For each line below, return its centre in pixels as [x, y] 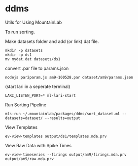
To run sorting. [20, 32]
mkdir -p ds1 [18, 55]
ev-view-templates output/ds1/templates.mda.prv [56, 136]
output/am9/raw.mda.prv [30, 159]
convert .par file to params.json [37, 68]
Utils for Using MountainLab [34, 22]
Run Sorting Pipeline [26, 105]
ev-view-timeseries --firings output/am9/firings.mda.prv [66, 154]
